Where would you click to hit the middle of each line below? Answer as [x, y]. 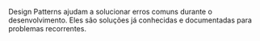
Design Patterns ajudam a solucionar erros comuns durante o [110, 12]
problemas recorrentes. [48, 29]
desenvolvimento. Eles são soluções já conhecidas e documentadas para [130, 20]
